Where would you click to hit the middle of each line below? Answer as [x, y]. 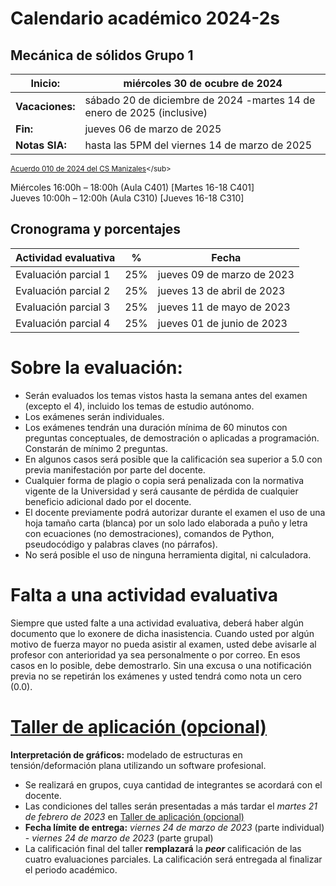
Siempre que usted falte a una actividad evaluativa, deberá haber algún [157, 623]
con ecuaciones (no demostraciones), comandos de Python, [149, 533]
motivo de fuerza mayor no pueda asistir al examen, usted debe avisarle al [163, 644]
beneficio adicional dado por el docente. [108, 501]
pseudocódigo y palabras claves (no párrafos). [121, 544]
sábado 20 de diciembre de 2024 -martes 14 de [200, 100]
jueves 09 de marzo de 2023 [226, 274]
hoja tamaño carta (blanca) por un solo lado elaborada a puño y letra [166, 523]
